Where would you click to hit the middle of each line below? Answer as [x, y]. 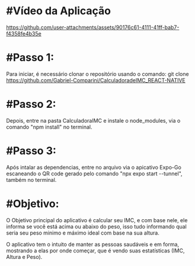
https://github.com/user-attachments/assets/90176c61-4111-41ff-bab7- [93, 27]
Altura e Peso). [24, 257]
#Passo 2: [31, 104]
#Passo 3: [31, 151]
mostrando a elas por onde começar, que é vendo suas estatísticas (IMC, [95, 251]
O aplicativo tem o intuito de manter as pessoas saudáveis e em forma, [93, 244]
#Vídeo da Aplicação [59, 11]
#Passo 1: [30, 58]
